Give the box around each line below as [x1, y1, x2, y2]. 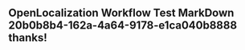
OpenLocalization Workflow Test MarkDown [8, 6, 235, 20]
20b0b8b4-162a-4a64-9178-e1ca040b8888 [8, 19, 238, 33]
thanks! [8, 31, 48, 44]
